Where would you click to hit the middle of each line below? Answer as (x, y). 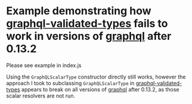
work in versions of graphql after (89, 36)
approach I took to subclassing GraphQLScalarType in (70, 83)
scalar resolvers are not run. (41, 96)
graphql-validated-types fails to (87, 23)
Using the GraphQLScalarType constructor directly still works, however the (96, 77)
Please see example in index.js (44, 65)
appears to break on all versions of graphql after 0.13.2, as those (100, 89)
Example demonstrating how (79, 11)
